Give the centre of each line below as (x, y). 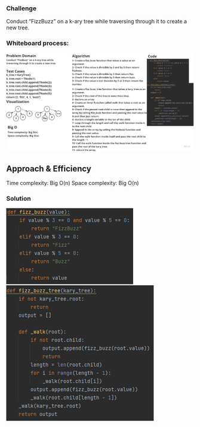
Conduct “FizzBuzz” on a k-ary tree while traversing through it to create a (96, 22)
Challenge (21, 8)
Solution (19, 198)
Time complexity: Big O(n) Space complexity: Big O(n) (73, 183)
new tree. (18, 28)
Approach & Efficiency (49, 169)
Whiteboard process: (38, 43)
